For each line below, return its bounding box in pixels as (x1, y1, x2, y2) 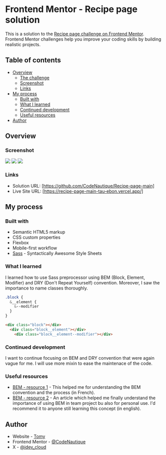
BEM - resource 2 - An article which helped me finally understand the (12, 395, 156, 401)
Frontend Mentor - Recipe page (5, 4, 137, 15)
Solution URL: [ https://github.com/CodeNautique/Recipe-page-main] (12, 183, 155, 189)
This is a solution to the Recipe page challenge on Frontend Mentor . (5, 31, 144, 37)
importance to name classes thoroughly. (5, 285, 88, 291)
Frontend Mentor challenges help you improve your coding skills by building (5, 36, 161, 42)
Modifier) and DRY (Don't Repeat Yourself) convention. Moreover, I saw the (5, 279, 160, 285)
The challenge (19, 74, 50, 81)
